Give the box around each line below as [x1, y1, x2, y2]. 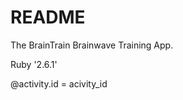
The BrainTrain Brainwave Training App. [10, 39, 174, 51]
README [10, 6, 86, 29]
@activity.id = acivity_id [10, 77, 108, 90]
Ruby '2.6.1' [10, 58, 58, 70]
